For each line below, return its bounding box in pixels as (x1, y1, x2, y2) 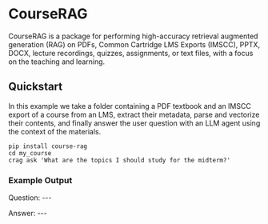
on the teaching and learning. (8, 57, 106, 66)
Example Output (8, 174, 73, 186)
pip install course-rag (8, 142, 88, 150)
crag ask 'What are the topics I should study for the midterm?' (8, 156, 230, 164)
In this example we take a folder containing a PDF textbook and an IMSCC (8, 101, 252, 110)
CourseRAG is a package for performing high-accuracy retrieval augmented (8, 31, 258, 41)
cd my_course (8, 149, 52, 157)
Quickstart (8, 80, 63, 94)
